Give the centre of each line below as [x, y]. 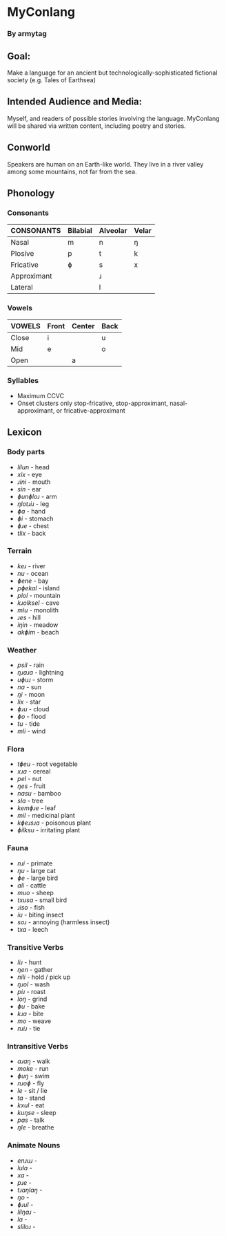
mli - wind [31, 731]
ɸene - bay [33, 581]
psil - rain [31, 665]
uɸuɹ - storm [35, 680]
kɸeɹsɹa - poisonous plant [54, 823]
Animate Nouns [34, 1145]
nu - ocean [33, 573]
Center [83, 326]
